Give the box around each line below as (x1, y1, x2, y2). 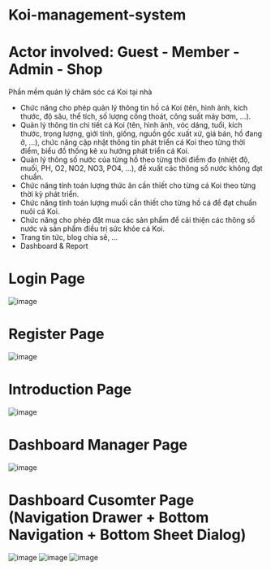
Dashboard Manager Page (8, 436, 188, 455)
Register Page (8, 325, 105, 343)
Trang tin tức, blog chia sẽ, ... (19, 233, 118, 242)
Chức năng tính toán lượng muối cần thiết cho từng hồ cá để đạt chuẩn (19, 198, 257, 208)
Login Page (8, 270, 85, 288)
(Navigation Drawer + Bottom (8, 508, 209, 527)
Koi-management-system (8, 6, 187, 24)
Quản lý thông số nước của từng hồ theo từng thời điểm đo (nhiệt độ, (19, 154, 250, 164)
